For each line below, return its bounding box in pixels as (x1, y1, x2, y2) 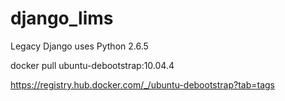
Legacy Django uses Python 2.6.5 (10, 40, 149, 52)
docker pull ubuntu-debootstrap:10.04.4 (10, 59, 175, 71)
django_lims (10, 7, 114, 30)
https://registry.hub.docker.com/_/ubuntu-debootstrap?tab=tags (10, 78, 276, 91)
